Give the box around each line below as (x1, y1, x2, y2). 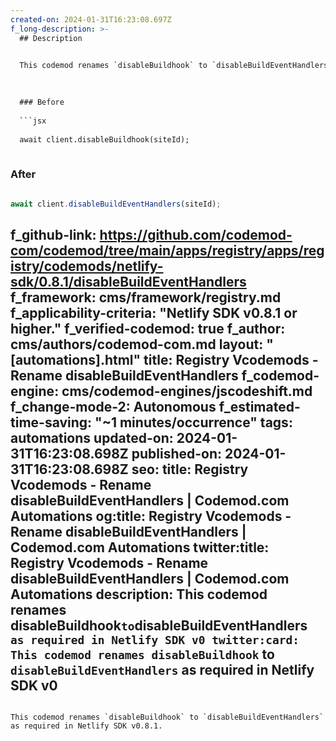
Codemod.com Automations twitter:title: (10, 539, 270, 556)
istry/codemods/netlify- (10, 257, 164, 275)
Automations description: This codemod (10, 586, 268, 603)
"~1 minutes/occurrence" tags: (94, 414, 293, 431)
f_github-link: (10, 226, 97, 243)
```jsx (19, 116, 47, 126)
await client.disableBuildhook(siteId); (19, 134, 190, 145)
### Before (19, 97, 65, 107)
